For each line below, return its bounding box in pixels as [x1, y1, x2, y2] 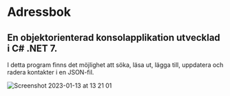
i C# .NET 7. [7, 42, 58, 54]
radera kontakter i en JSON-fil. [7, 68, 94, 76]
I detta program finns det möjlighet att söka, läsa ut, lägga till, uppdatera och [7, 61, 224, 69]
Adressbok [7, 4, 71, 20]
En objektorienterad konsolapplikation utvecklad [7, 32, 220, 44]
